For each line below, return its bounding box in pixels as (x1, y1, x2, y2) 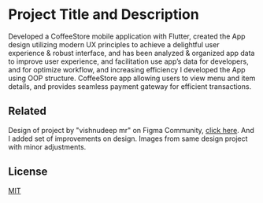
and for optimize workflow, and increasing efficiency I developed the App (8, 65, 246, 74)
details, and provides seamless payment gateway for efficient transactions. (8, 81, 252, 91)
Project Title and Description (8, 6, 199, 24)
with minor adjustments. (8, 142, 87, 151)
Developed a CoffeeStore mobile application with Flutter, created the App (8, 31, 246, 41)
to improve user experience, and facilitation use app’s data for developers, (8, 57, 250, 66)
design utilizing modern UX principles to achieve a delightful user (8, 39, 220, 49)
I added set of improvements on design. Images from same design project (8, 134, 248, 143)
